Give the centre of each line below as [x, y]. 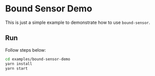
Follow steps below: [26, 50]
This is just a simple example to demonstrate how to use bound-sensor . [78, 22]
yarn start [16, 68]
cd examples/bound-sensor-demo [38, 59]
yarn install [19, 64]
